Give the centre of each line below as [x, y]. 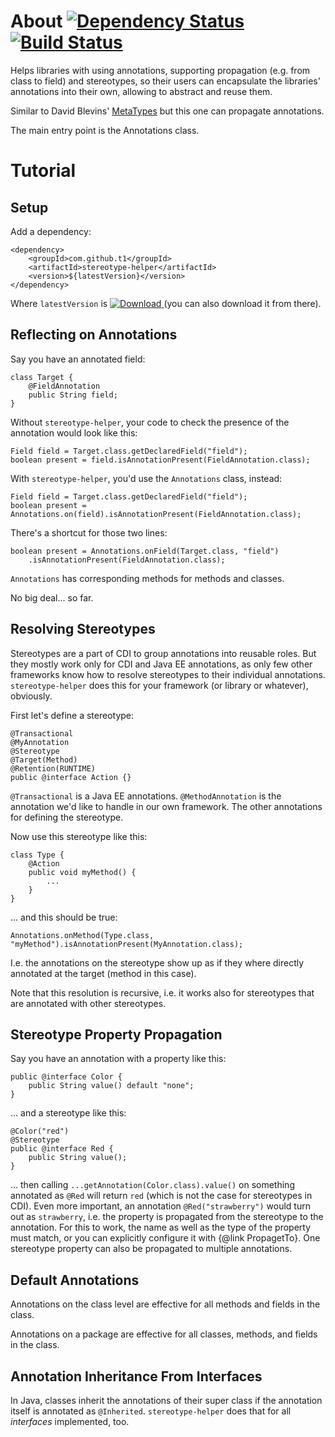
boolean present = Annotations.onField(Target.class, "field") [145, 551]
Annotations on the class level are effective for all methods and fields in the [165, 1304]
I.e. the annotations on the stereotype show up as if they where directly [157, 962]
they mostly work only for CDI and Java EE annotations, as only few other [161, 664]
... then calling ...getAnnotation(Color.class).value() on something [152, 1185]
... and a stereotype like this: [68, 1113]
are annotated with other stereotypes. [88, 1003]
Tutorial [43, 171]
